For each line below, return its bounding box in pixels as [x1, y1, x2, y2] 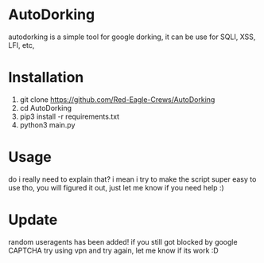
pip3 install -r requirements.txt [19, 112, 120, 121]
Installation [8, 69, 84, 87]
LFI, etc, [8, 40, 35, 49]
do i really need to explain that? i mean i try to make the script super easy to [8, 174, 257, 184]
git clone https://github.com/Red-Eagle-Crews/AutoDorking [19, 94, 215, 104]
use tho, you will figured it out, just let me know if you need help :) [8, 183, 224, 192]
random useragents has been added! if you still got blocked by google [8, 237, 238, 246]
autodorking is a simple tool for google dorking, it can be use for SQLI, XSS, [8, 32, 256, 41]
